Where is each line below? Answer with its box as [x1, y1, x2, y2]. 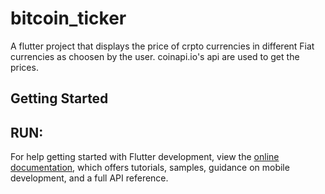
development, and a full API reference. [10, 172, 169, 184]
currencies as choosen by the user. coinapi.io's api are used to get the [10, 50, 300, 62]
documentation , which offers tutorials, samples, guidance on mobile [10, 162, 290, 174]
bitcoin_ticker [10, 7, 127, 30]
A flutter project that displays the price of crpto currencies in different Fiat [10, 40, 315, 52]
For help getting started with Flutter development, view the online [10, 151, 280, 163]
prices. [10, 61, 39, 73]
